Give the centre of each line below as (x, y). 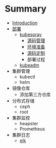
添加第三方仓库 (35, 94)
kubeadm (30, 65)
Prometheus (32, 129)
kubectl (27, 77)
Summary (25, 9)
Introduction (25, 23)
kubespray (31, 34)
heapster (29, 123)
